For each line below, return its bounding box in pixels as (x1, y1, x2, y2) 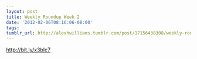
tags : (6, 25, 19, 31)
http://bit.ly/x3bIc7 (6, 46, 51, 53)
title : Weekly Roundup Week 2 (6, 14, 80, 20)
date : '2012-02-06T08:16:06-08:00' (6, 19, 93, 25)
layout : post (6, 8, 38, 15)
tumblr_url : (6, 30, 35, 36)
